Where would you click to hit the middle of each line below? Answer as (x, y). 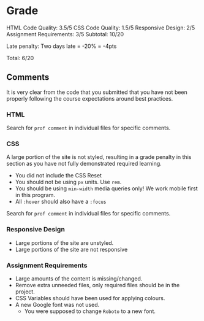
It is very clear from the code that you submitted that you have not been (97, 92)
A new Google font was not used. (57, 304)
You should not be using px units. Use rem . (68, 182)
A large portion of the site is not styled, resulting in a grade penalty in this (99, 157)
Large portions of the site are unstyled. (64, 242)
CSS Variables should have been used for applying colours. (90, 298)
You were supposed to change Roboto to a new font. (90, 311)
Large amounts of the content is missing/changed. (79, 278)
